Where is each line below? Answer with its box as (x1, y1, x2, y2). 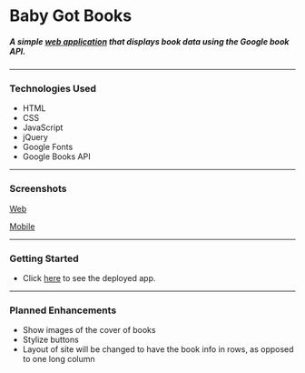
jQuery (22, 132, 48, 143)
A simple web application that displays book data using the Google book (9, 35, 290, 46)
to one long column (22, 354, 95, 365)
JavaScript (22, 122, 64, 133)
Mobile (9, 220, 35, 232)
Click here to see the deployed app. (22, 273, 156, 284)
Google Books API (22, 151, 91, 162)
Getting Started (9, 252, 79, 265)
